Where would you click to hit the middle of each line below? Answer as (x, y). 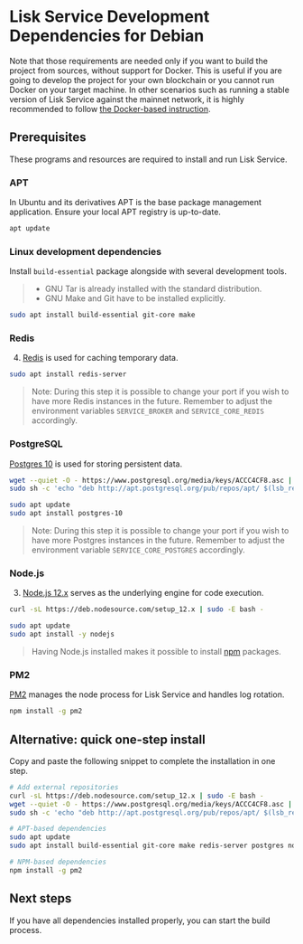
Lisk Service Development (110, 17)
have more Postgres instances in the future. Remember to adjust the (158, 541)
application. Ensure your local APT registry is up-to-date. (115, 212)
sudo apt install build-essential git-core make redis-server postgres (147, 846)
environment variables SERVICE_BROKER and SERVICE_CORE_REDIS (147, 411)
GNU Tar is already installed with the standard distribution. (153, 289)
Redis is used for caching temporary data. (100, 358)
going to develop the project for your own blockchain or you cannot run (142, 80)
